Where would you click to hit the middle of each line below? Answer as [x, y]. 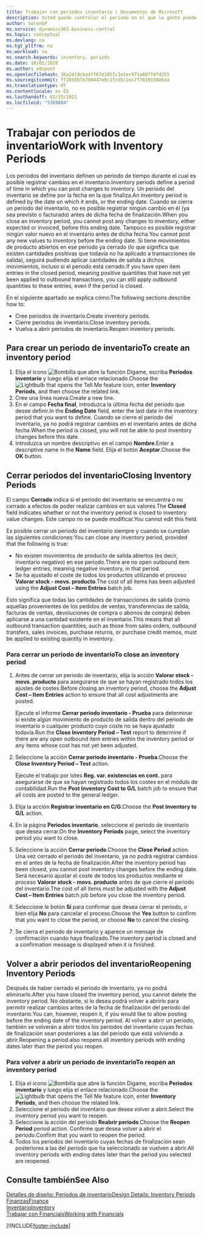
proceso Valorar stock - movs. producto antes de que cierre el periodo [104, 882]
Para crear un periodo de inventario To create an [98, 348]
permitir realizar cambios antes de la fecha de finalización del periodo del [98, 1008]
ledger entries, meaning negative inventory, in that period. [88, 569]
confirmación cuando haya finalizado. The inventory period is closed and [105, 938]
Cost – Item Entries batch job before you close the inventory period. [100, 895]
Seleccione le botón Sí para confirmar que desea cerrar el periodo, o [101, 907]
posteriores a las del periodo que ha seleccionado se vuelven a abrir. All [104, 1148]
